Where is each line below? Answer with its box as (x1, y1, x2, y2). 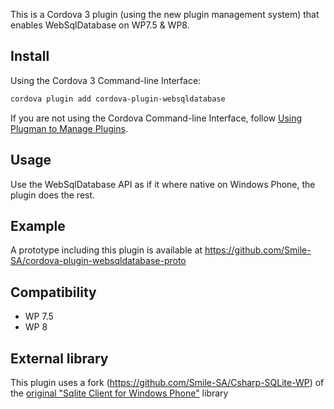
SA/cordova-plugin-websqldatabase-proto (10, 255, 187, 267)
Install (10, 48, 50, 65)
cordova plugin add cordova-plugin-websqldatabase (10, 94, 226, 104)
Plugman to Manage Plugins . (10, 122, 128, 134)
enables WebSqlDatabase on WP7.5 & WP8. (10, 19, 190, 31)
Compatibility (10, 284, 97, 301)
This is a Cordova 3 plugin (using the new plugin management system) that (10, 9, 320, 20)
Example (10, 217, 66, 234)
